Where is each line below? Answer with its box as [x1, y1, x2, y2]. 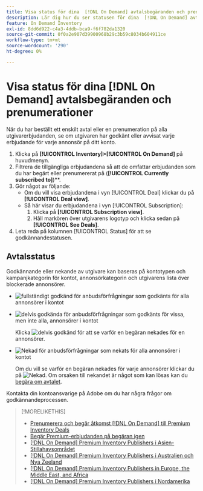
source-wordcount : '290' [6, 43, 69, 49]
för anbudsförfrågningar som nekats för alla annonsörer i [39, 347, 181, 354]
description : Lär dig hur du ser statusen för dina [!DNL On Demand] [6, 15, 188, 21]
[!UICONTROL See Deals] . [33, 221, 99, 228]
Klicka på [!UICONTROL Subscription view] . [33, 208, 144, 215]
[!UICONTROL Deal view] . [24, 195, 89, 202]
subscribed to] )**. [14, 176, 62, 183]
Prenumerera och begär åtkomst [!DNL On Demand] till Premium [30, 419, 190, 427]
